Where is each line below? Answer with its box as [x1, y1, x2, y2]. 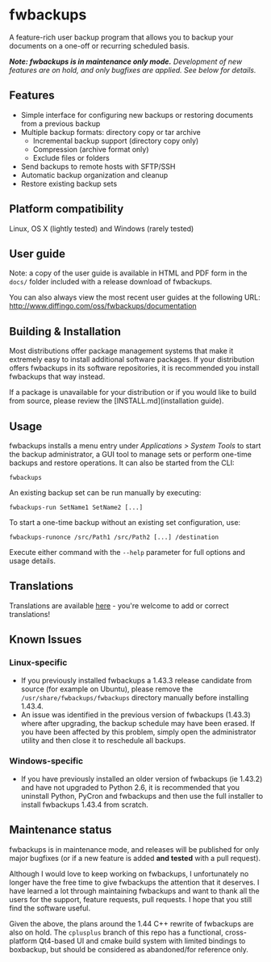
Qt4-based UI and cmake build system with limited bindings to [38, 935, 246, 946]
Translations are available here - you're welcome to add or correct [9, 600, 229, 611]
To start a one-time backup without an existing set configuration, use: [9, 518, 241, 527]
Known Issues [9, 632, 82, 647]
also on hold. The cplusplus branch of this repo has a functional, [9, 927, 224, 937]
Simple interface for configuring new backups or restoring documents [20, 110, 253, 120]
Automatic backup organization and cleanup [20, 170, 169, 179]
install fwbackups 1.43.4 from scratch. [20, 800, 148, 809]
